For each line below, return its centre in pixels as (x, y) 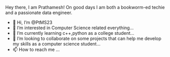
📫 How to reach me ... (36, 49)
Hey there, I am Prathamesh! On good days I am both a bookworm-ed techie (85, 7)
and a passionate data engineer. (39, 13)
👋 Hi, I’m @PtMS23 (32, 22)
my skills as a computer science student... (56, 44)
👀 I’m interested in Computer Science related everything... (73, 28)
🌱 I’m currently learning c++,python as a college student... (73, 33)
